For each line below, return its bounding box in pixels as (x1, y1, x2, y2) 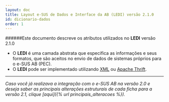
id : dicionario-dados (5, 17, 51, 22)
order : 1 (5, 21, 24, 27)
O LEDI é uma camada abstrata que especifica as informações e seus (12, 50, 157, 56)
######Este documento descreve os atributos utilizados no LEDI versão (5, 35, 156, 41)
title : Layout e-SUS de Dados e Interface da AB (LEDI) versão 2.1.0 (5, 12, 154, 17)
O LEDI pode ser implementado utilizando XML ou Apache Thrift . (12, 66, 147, 72)
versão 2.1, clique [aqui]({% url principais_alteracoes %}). (5, 91, 126, 97)
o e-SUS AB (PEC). (12, 61, 52, 67)
